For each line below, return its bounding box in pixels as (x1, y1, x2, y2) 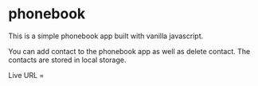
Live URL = (8, 70, 45, 80)
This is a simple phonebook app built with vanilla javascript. (8, 31, 204, 41)
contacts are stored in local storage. (8, 55, 127, 64)
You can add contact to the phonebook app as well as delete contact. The (8, 46, 251, 56)
